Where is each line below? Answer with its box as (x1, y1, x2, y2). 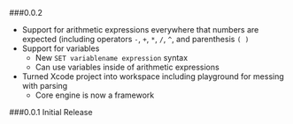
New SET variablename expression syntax (35, 53, 189, 62)
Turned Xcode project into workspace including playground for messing (21, 71, 285, 82)
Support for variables (21, 43, 100, 54)
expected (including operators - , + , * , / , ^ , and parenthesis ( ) (21, 34, 250, 44)
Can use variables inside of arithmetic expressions (35, 62, 220, 72)
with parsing (21, 81, 68, 91)
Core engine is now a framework (35, 90, 155, 100)
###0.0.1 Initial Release (9, 107, 93, 117)
